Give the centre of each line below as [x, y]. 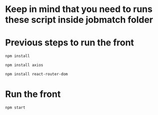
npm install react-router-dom [37, 74]
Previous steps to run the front [70, 43]
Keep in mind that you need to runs [79, 9]
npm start [15, 107]
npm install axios [24, 65]
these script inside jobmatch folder [79, 20]
